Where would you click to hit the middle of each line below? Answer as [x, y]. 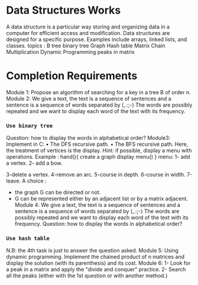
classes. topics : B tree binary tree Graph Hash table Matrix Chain [86, 46]
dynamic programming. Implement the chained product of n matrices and [95, 257]
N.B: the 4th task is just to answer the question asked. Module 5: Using [92, 251]
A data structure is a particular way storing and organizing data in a [88, 27]
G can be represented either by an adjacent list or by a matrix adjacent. [101, 198]
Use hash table [28, 238]
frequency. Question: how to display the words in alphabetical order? [98, 224]
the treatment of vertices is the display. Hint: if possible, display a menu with [99, 150]
